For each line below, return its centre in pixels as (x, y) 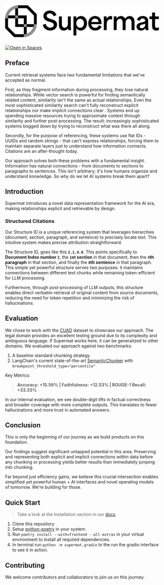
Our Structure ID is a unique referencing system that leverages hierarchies (80, 232)
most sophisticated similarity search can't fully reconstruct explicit (72, 105)
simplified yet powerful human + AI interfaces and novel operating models (80, 482)
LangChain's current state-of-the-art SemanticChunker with (72, 361)
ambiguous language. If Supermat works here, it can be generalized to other (82, 341)
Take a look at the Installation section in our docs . (67, 514)
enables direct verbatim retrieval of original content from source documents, (82, 292)
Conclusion (23, 425)
